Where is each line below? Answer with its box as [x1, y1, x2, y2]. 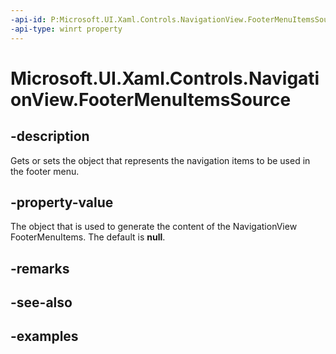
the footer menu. [10, 165, 80, 177]
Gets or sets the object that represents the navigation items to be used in [10, 154, 311, 166]
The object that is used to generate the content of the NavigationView [10, 221, 298, 233]
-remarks [10, 260, 70, 277]
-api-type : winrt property [10, 24, 123, 34]
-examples [10, 328, 79, 345]
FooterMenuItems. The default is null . [10, 231, 166, 243]
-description [10, 128, 90, 145]
